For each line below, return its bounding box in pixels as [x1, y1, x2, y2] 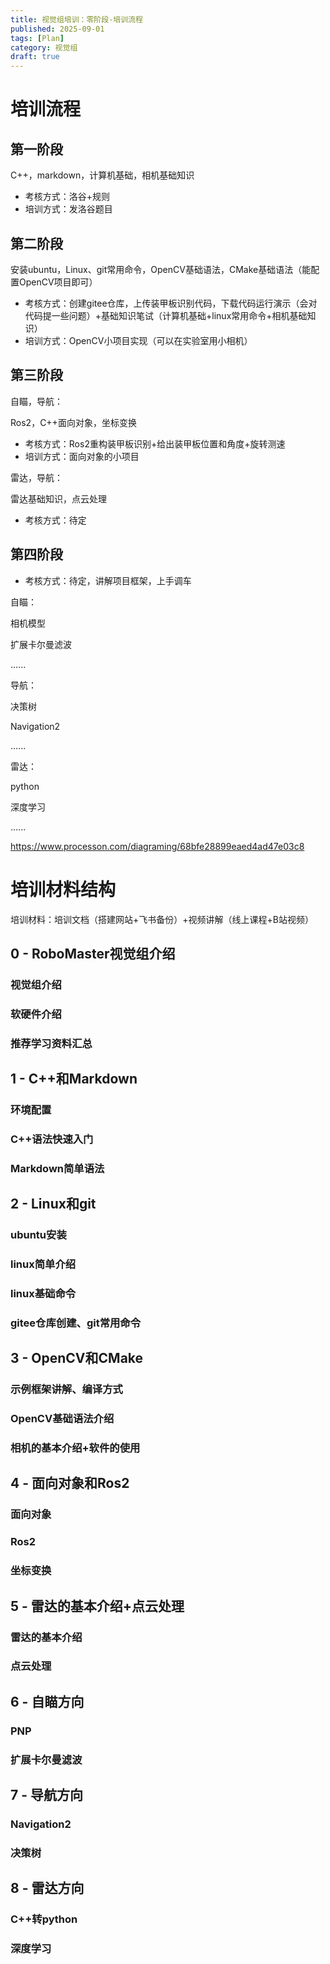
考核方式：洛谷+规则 [24, 191, 111, 203]
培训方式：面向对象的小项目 [24, 450, 140, 462]
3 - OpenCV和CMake [10, 1350, 144, 1367]
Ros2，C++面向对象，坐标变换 [10, 416, 137, 428]
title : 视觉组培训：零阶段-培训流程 [10, 14, 143, 25]
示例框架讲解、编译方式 [10, 1382, 123, 1396]
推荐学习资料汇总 [10, 1036, 93, 1050]
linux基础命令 [10, 1286, 77, 1300]
